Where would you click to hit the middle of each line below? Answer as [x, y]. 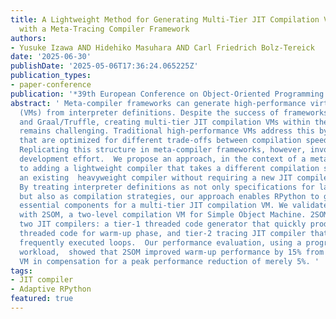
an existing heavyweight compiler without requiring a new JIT [156, 177]
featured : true [42, 299]
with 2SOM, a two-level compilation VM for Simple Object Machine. [163, 215]
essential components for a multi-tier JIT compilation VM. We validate [174, 206]
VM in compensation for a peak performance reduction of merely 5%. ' [169, 261]
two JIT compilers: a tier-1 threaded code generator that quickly [163, 224]
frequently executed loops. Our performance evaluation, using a [160, 242]
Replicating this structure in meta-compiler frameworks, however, [163, 150]
